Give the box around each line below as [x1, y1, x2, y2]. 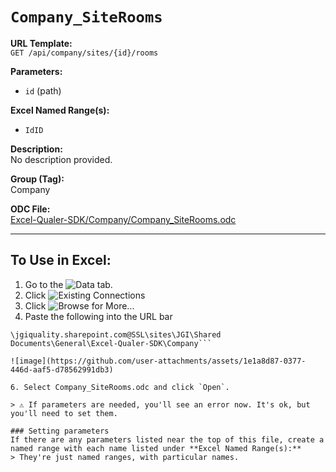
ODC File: [10, 203, 51, 215]
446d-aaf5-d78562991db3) [10, 364, 114, 375]
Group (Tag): [10, 173, 65, 185]
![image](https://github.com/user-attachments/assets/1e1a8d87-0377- [10, 356, 307, 366]
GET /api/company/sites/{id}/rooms [10, 48, 159, 58]
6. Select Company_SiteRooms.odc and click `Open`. [10, 382, 230, 392]
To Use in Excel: [10, 252, 112, 269]
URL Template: [10, 37, 73, 49]
